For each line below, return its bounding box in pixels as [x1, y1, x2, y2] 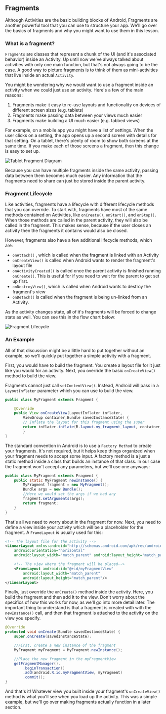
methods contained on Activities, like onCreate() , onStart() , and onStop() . [5, 212, 157, 218]
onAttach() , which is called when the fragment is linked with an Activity [12, 252, 159, 258]
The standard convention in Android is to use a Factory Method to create [5, 443, 152, 448]
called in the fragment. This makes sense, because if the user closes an [5, 223, 152, 228]
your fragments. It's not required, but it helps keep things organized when [5, 447, 155, 454]
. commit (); [23, 675, 45, 680]
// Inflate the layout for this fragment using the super [23, 420, 145, 425]
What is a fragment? [5, 40, 55, 46]
